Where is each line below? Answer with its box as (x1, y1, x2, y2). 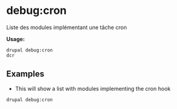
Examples (6, 69, 44, 79)
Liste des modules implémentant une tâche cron (6, 24, 127, 31)
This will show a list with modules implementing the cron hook (15, 85, 171, 92)
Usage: (6, 35, 26, 42)
